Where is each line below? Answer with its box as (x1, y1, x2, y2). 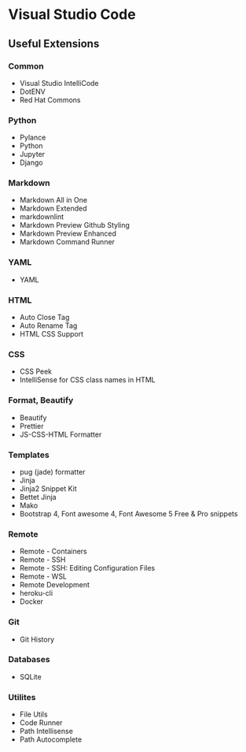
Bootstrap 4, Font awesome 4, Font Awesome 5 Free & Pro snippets (19, 508, 238, 518)
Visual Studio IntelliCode (19, 78, 100, 87)
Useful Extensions (8, 37, 100, 50)
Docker (19, 597, 44, 606)
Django (19, 158, 43, 167)
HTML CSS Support (19, 329, 84, 339)
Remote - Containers (19, 546, 88, 557)
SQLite (19, 672, 42, 681)
